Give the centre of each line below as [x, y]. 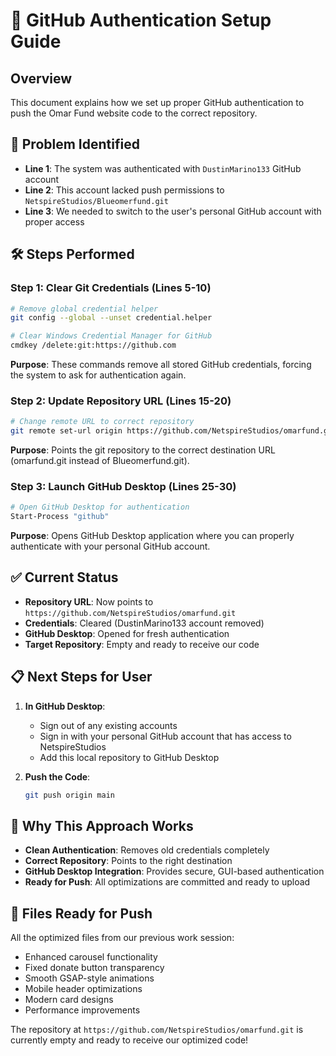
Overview [41, 78]
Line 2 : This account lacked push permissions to [124, 190]
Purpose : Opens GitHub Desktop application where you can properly [152, 536]
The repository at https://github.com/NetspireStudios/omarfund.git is [157, 1030]
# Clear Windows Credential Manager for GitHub [111, 336]
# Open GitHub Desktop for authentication [100, 507]
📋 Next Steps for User [81, 677]
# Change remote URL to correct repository [102, 422]
